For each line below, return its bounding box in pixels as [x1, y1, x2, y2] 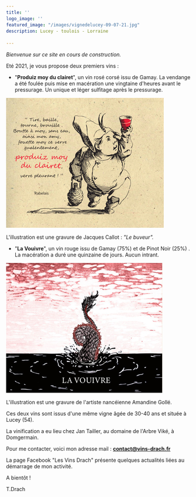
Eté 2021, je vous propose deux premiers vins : [6, 62, 119, 70]
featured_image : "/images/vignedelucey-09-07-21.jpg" [6, 22, 140, 28]
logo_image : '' [6, 15, 43, 22]
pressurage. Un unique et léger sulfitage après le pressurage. [14, 86, 163, 93]
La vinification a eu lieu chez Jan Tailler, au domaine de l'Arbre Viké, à [6, 428, 174, 435]
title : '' [6, 9, 30, 15]
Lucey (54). [6, 417, 34, 424]
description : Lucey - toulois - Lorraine [6, 28, 109, 34]
